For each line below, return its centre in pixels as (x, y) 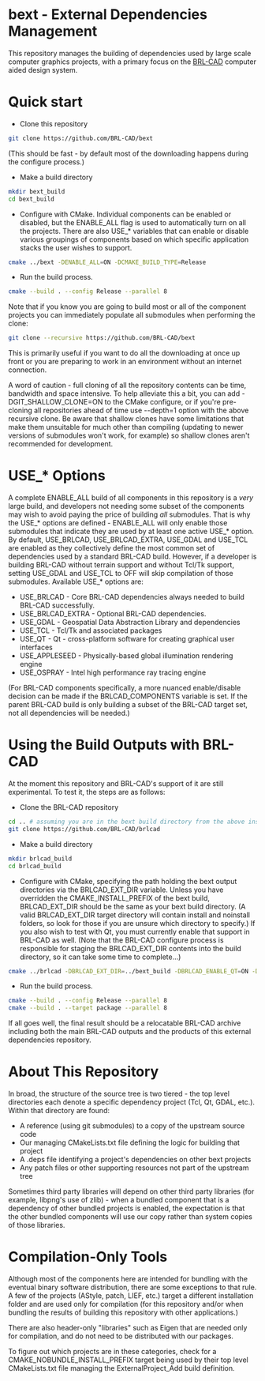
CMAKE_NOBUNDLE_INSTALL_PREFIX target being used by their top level (128, 1360)
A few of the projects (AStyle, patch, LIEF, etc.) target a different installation (131, 1296)
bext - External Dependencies (108, 15)
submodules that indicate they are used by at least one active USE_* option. (131, 532)
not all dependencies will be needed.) (69, 713)
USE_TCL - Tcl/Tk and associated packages (91, 630)
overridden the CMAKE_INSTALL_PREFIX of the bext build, (115, 897)
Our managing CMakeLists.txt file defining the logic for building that (130, 1142)
